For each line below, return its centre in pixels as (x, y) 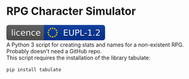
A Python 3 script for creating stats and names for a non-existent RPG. (95, 45)
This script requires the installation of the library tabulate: (79, 58)
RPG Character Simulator (71, 11)
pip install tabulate (34, 70)
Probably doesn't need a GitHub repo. (54, 51)
